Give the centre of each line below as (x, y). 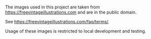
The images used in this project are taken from (53, 7)
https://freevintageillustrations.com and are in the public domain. (71, 12)
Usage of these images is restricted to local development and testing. (76, 31)
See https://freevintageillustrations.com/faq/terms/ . (57, 22)
